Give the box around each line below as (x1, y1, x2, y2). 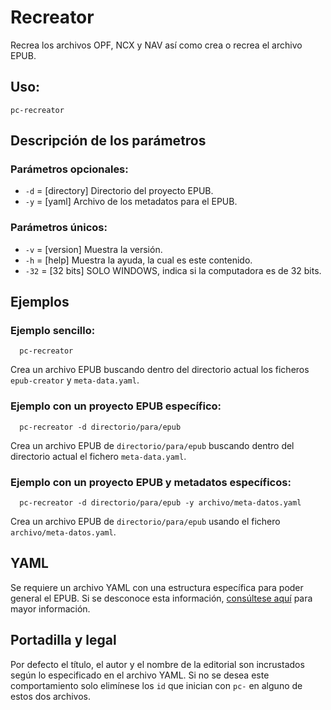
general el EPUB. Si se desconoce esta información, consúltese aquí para (10, 592, 313, 604)
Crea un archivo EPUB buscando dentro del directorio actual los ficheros (10, 364, 310, 376)
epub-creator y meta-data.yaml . (10, 374, 140, 386)
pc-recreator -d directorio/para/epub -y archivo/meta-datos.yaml (19, 498, 302, 508)
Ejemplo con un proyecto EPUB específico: (10, 399, 222, 413)
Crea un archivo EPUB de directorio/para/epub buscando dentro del (10, 439, 295, 451)
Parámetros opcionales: (10, 162, 129, 176)
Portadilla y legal (10, 632, 117, 649)
